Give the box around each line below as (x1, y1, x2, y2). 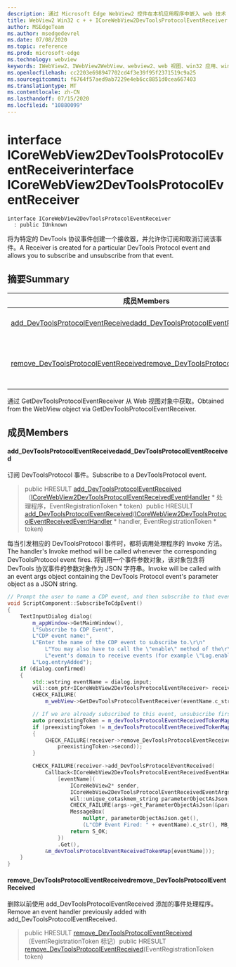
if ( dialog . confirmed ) (20, 665, 86, 672)
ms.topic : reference (7, 43, 68, 50)
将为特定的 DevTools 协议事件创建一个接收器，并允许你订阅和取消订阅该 (7, 234, 216, 243)
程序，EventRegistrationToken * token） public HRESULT (30, 502, 194, 511)
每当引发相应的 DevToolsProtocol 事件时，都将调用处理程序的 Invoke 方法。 (7, 539, 226, 548)
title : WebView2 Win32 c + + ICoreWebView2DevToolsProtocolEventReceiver (7, 17, 228, 24)
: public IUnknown (13, 221, 68, 229)
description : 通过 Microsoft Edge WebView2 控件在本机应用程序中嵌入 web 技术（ (7, 10, 232, 18)
